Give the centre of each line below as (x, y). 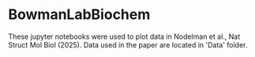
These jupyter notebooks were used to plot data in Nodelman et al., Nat (124, 36)
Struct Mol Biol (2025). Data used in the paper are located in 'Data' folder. (128, 44)
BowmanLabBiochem (79, 15)
